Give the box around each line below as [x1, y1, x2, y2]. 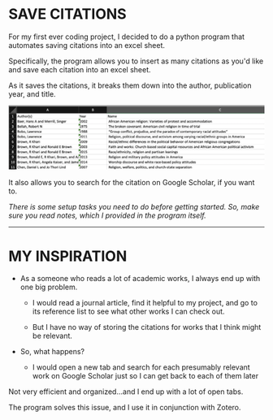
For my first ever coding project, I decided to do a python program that [8, 32, 245, 41]
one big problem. [19, 282, 78, 292]
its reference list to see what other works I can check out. [32, 306, 225, 317]
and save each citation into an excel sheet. [8, 64, 152, 74]
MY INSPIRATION [8, 247, 128, 265]
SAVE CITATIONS [8, 5, 128, 24]
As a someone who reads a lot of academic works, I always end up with [19, 274, 261, 284]
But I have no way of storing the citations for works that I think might [32, 323, 262, 332]
